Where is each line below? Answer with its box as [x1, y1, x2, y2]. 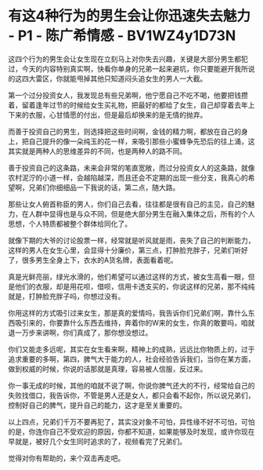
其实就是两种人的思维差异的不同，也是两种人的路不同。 [8, 146, 186, 155]
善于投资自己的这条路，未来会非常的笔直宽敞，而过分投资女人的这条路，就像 [8, 162, 255, 173]
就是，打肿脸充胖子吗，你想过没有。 [8, 291, 125, 301]
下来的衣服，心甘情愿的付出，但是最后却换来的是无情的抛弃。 [8, 110, 207, 119]
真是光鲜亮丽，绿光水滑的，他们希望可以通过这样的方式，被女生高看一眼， [8, 271, 248, 281]
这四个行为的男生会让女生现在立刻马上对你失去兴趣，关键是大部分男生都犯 [8, 54, 248, 64]
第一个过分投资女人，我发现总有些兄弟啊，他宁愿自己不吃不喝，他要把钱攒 [8, 90, 248, 100]
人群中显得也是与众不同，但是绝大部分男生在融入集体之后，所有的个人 [28, 209, 255, 218]
